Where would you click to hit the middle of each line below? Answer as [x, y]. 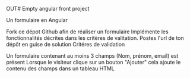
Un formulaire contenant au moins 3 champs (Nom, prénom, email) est [92, 56]
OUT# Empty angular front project [48, 9]
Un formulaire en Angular [37, 20]
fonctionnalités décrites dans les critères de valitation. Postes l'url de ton [95, 38]
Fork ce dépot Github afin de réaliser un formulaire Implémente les [87, 32]
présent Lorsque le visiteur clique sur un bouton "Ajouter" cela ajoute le [94, 62]
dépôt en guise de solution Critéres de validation [66, 44]
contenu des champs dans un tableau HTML [60, 68]
